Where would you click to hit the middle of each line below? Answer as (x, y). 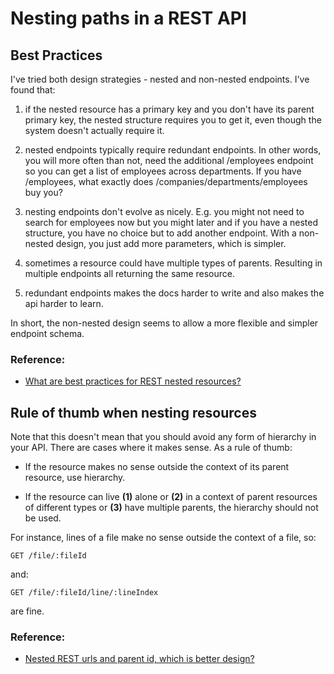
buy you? (43, 192)
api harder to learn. (64, 303)
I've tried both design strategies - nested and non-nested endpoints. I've (160, 79)
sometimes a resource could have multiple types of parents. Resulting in (173, 263)
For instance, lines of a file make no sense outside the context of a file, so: (163, 538)
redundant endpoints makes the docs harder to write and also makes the (174, 293)
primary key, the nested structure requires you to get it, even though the (173, 120)
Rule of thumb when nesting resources (133, 412)
